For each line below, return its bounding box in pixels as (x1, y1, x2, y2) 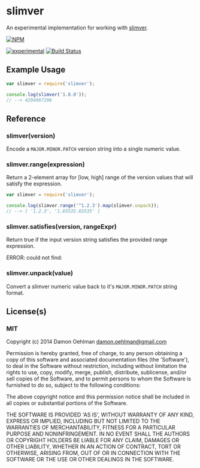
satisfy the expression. (6, 180, 62, 187)
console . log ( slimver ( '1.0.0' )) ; (6, 91, 87, 97)
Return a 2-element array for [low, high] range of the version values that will (6, 174, 193, 181)
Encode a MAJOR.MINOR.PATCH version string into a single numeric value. (6, 145, 181, 152)
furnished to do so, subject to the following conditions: (6, 382, 141, 389)
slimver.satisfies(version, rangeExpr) (6, 222, 117, 230)
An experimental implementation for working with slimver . (6, 24, 149, 31)
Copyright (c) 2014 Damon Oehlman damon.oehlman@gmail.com (6, 338, 167, 346)
